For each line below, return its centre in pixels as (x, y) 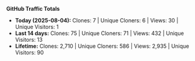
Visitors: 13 (29, 40)
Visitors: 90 (29, 53)
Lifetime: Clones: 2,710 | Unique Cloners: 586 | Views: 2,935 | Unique (102, 46)
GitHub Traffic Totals (33, 9)
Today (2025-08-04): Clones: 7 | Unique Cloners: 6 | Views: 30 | (97, 20)
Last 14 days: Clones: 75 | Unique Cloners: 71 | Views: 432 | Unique (99, 33)
